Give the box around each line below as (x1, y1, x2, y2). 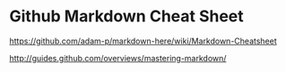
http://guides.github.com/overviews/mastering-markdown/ (9, 52, 227, 63)
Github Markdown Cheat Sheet (9, 6, 244, 27)
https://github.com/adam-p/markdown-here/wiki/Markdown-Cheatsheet (9, 36, 278, 46)
